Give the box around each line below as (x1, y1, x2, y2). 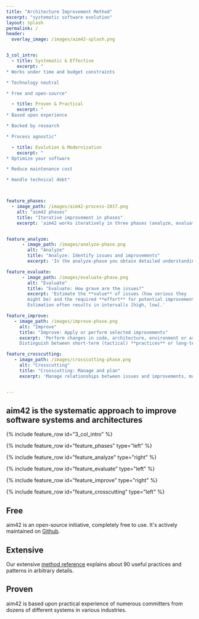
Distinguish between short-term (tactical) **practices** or (19, 340, 174, 347)
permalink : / (6, 25, 38, 32)
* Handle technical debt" (6, 177, 70, 183)
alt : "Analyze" (27, 247, 65, 253)
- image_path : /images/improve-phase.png (14, 318, 118, 324)
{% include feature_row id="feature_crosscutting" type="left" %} (6, 488, 165, 495)
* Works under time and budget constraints (6, 69, 115, 75)
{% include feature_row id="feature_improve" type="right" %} (6, 477, 158, 484)
